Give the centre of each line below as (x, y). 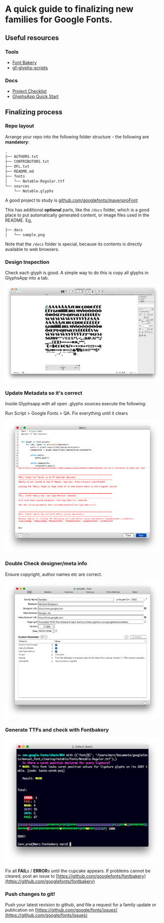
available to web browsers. (32, 249)
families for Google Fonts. (59, 19)
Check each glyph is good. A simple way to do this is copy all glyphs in (77, 273)
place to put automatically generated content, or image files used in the (77, 215)
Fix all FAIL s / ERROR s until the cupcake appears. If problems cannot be (78, 871)
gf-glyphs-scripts (30, 68)
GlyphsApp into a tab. (27, 278)
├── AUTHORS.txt (22, 156)
